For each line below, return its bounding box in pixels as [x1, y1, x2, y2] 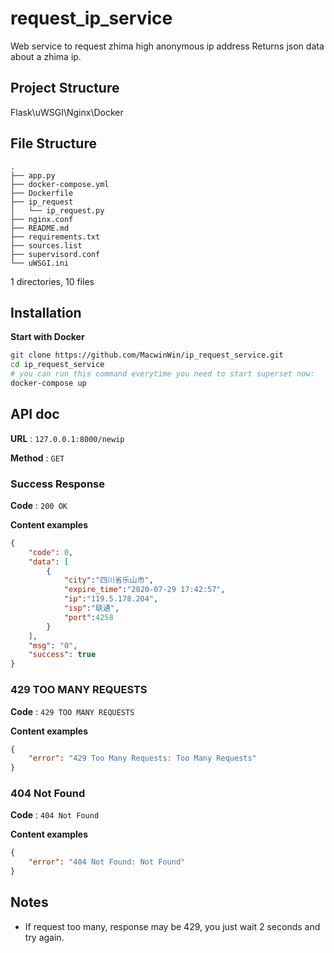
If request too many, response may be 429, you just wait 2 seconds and [24, 920, 321, 932]
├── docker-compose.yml [10, 179, 110, 189]
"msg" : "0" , [28, 640, 78, 651]
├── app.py [10, 170, 56, 181]
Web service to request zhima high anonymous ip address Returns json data [10, 40, 325, 52]
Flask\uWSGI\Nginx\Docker [10, 106, 124, 118]
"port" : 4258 [63, 612, 114, 622]
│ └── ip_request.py [10, 205, 105, 216]
